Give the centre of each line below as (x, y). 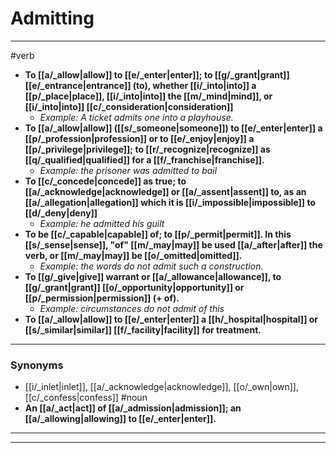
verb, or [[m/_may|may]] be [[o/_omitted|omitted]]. (133, 255)
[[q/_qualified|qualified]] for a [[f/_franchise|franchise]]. (144, 159)
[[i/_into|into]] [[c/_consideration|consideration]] (129, 106)
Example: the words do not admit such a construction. (151, 266)
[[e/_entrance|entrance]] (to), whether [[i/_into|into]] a (140, 85)
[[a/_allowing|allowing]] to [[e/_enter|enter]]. (120, 419)
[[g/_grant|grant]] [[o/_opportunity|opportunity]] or (134, 287)
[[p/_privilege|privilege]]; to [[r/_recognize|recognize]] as (147, 149)
